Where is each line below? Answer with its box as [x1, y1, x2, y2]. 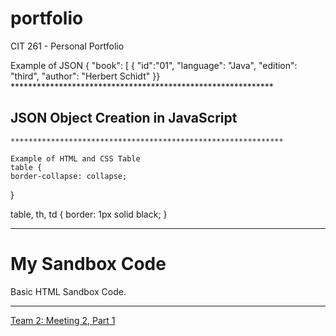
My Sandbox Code [10, 252, 167, 275]
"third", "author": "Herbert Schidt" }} [10, 70, 161, 82]
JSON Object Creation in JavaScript [10, 110, 238, 127]
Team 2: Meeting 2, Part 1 [10, 314, 116, 326]
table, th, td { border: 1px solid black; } [10, 208, 168, 220]
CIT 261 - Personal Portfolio [10, 40, 125, 52]
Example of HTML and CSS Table [10, 153, 141, 164]
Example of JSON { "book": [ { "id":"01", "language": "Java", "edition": [10, 59, 298, 71]
